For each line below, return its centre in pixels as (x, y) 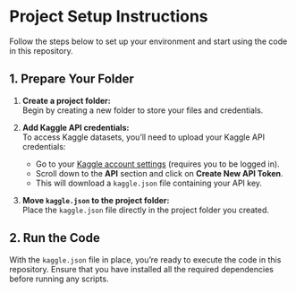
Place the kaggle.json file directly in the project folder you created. (146, 210)
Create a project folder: (66, 100)
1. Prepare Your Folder (72, 79)
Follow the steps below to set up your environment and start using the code (148, 41)
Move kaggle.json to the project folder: (96, 200)
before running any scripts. (59, 279)
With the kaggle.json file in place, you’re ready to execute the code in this (145, 259)
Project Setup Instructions (109, 17)
